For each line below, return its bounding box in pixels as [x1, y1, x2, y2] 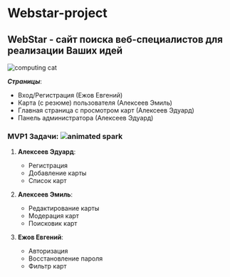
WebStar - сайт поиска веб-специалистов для [7, 33, 223, 46]
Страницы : [7, 77, 43, 85]
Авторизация [28, 247, 68, 256]
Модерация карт [28, 211, 80, 220]
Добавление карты [28, 169, 87, 177]
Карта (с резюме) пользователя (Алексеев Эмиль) [17, 98, 173, 107]
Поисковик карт [28, 219, 78, 228]
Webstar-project [7, 5, 108, 21]
